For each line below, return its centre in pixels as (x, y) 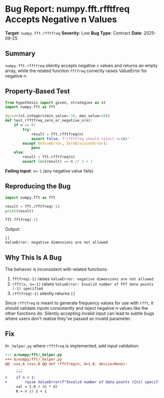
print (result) (20, 211)
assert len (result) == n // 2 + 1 (58, 162)
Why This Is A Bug (33, 258)
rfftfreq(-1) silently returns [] (44, 294)
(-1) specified (28, 289)
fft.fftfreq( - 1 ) (21, 220)
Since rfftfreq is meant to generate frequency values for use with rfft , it (79, 303)
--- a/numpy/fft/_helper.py (34, 355)
